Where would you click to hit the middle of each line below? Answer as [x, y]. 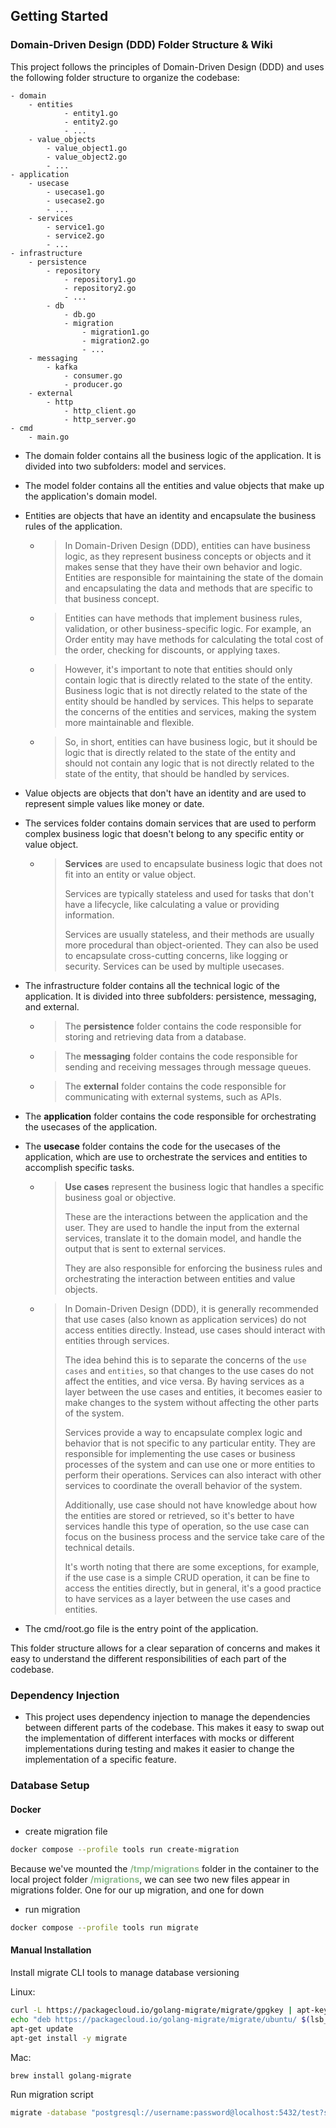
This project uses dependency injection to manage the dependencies [167, 1716]
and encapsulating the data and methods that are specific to [188, 588]
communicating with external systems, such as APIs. [173, 1096]
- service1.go [75, 227]
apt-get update [42, 2029]
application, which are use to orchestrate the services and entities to [166, 1156]
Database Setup [50, 1785]
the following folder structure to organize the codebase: [125, 77]
